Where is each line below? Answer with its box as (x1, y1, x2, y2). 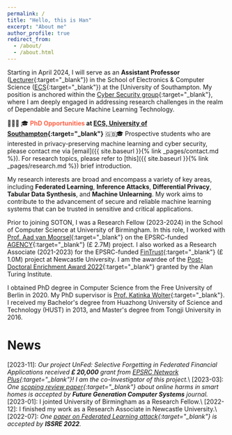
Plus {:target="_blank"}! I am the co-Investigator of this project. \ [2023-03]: (7, 375, 224, 383)
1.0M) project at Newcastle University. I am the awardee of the (7, 255, 186, 263)
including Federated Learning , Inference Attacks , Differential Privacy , (7, 182, 212, 191)
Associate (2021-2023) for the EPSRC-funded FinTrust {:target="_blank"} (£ (7, 248, 224, 256)
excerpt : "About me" (7, 23, 68, 30)
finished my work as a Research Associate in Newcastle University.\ (22, 404, 217, 413)
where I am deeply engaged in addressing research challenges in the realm (7, 97, 224, 106)
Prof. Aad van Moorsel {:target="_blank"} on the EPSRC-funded (7, 232, 188, 241)
